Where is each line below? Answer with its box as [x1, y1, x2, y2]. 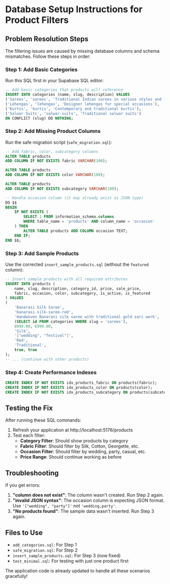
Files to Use [5, 528, 43, 537]
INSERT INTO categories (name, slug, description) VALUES [5, 92, 130, 97]
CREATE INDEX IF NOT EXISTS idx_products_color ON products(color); [5, 385, 153, 390]
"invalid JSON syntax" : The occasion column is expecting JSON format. [12, 497, 165, 503]
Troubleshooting [5, 468, 59, 477]
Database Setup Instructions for [5, 4, 143, 15]
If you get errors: [5, 482, 40, 488]
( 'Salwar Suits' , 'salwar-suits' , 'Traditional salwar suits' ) [5, 111, 142, 116]
